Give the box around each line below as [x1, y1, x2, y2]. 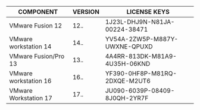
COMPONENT [17, 8, 58, 16]
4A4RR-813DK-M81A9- [105, 52, 177, 60]
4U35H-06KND [105, 60, 151, 68]
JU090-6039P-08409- [105, 87, 175, 94]
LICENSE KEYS [126, 8, 170, 16]
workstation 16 [9, 77, 52, 85]
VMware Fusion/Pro [9, 52, 65, 60]
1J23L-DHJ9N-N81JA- [105, 18, 175, 26]
